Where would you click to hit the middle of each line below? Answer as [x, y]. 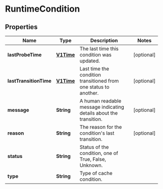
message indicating [102, 107]
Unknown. [91, 165]
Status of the [94, 147]
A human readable [100, 101]
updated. [90, 61]
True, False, [93, 159]
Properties [21, 27]
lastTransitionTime [30, 81]
